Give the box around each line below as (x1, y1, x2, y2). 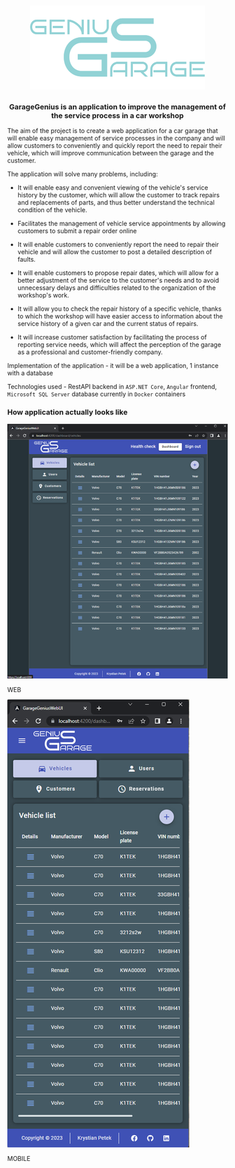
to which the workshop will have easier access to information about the (17, 312, 223, 321)
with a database (7, 369, 54, 377)
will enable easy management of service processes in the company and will (7, 134, 225, 143)
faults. (17, 255, 36, 264)
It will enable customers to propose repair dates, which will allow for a (17, 269, 219, 277)
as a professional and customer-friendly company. (17, 348, 163, 356)
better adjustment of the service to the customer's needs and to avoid (17, 276, 220, 285)
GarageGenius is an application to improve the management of (9, 102, 226, 112)
